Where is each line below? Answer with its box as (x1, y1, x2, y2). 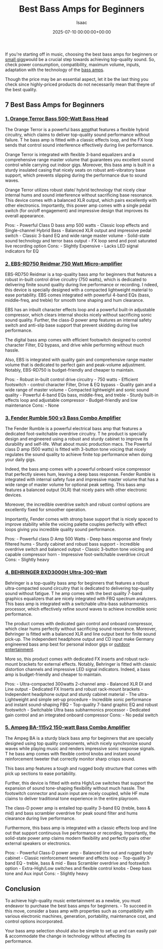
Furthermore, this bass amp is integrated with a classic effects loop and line (5, 825, 157, 830)
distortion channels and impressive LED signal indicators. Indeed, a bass (5, 666, 150, 672)
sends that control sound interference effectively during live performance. (5, 142, 154, 148)
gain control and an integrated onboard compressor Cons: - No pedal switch (5, 712, 158, 718)
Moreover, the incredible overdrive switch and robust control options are (5, 501, 150, 508)
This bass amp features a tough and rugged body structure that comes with (5, 765, 157, 771)
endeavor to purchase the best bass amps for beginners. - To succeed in (5, 903, 152, 909)
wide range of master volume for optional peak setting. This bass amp (5, 482, 145, 488)
